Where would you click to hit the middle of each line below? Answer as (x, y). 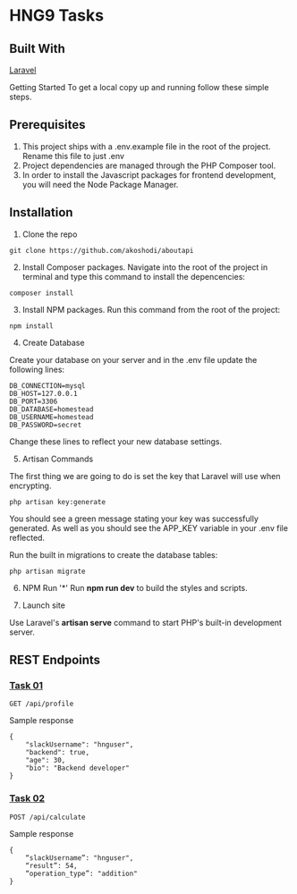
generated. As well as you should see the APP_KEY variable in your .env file (149, 527)
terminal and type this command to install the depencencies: (134, 276)
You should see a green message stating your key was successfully (134, 519)
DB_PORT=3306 (34, 401)
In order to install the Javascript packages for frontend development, (149, 174)
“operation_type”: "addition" (82, 873)
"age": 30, (46, 761)
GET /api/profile (42, 704)
